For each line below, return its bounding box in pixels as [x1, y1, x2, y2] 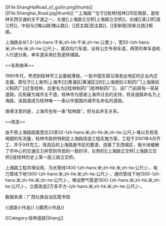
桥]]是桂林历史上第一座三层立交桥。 [5, 154, 78, 160]
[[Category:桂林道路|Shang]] [5, 215, 64, 221]
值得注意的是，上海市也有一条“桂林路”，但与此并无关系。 [5, 108, 122, 114]
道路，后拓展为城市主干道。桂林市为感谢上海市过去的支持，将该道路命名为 [5, 91, 157, 97]
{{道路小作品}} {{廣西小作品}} [5, 205, 65, 210]
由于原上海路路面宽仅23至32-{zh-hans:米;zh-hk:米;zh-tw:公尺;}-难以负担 [5, 129, 154, 135]
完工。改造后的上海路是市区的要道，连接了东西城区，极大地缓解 [29, 142, 160, 148]
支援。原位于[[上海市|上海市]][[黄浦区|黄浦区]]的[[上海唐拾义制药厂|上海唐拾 [5, 79, 160, 85]
